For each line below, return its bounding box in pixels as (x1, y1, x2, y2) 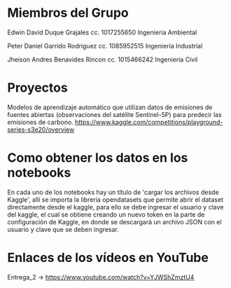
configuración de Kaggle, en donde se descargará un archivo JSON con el (7, 217, 222, 226)
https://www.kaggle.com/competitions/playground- (74, 118, 223, 126)
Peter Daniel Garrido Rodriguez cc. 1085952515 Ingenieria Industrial (7, 41, 203, 50)
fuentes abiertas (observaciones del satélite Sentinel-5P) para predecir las (7, 110, 222, 118)
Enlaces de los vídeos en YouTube (7, 250, 209, 266)
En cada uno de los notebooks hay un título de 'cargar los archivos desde (7, 188, 219, 196)
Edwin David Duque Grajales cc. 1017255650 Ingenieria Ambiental (7, 28, 197, 36)
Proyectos (7, 80, 68, 96)
